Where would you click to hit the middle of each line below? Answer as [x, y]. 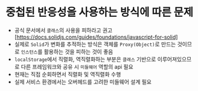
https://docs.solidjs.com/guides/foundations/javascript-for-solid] [97, 37]
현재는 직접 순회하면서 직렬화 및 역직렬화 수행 [68, 74]
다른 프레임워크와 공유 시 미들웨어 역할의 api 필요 [77, 66]
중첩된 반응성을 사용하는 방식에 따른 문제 [100, 12]
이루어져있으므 [174, 59]
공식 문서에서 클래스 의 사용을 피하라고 [58, 30]
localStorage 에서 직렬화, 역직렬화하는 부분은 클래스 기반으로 [85, 59]
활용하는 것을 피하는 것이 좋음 [78, 51]
